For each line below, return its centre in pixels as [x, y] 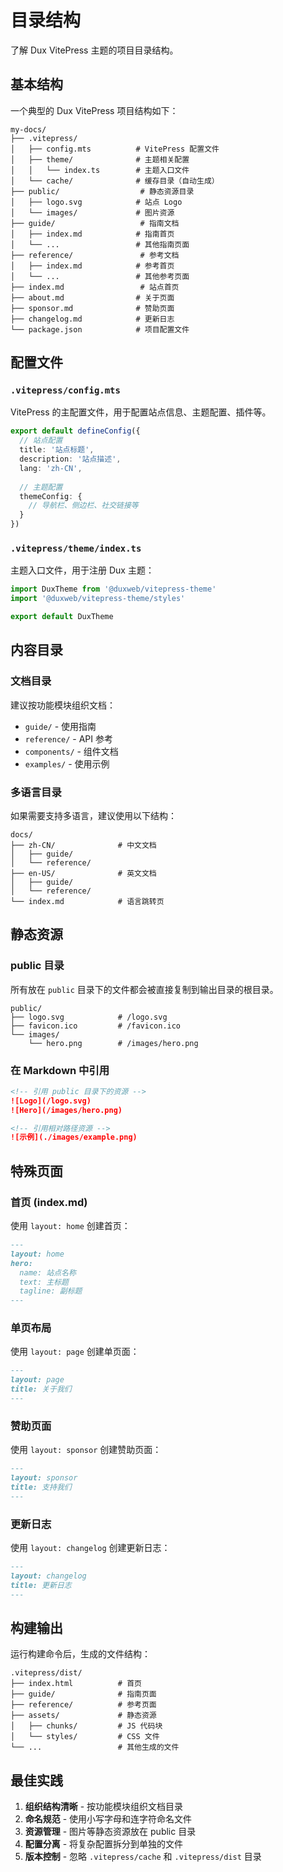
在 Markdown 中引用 [60, 1070]
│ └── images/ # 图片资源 [92, 212]
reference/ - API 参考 [69, 738]
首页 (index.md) [49, 1202]
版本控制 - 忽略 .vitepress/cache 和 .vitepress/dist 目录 [143, 1857]
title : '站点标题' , [57, 450]
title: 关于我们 [41, 1389]
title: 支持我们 [41, 1487]
